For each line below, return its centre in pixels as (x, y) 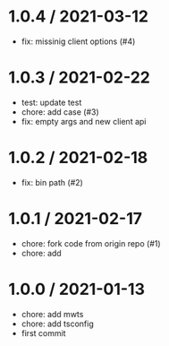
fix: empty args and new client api (84, 121)
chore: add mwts (52, 314)
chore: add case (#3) (60, 112)
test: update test (51, 102)
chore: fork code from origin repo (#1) (91, 243)
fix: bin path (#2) (52, 182)
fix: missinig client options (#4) (78, 41)
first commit (43, 333)
